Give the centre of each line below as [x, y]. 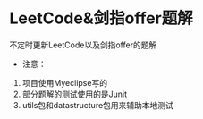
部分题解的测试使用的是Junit [75, 94]
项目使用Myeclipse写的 [65, 82]
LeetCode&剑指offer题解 [101, 18]
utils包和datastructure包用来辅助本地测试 [98, 105]
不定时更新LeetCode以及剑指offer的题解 [83, 45]
